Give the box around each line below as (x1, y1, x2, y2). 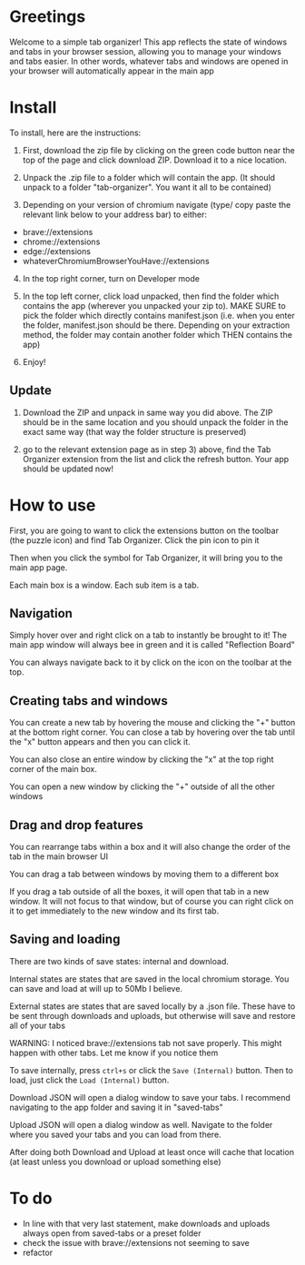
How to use (9, 495, 96, 515)
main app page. (9, 561, 68, 573)
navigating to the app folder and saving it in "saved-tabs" (9, 1102, 224, 1112)
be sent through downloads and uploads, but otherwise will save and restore (9, 1010, 296, 1021)
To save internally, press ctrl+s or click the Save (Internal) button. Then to (9, 1064, 293, 1075)
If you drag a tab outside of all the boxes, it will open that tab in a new (9, 886, 270, 897)
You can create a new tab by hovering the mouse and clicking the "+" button (9, 717, 296, 728)
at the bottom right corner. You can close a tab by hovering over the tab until (9, 726, 295, 737)
